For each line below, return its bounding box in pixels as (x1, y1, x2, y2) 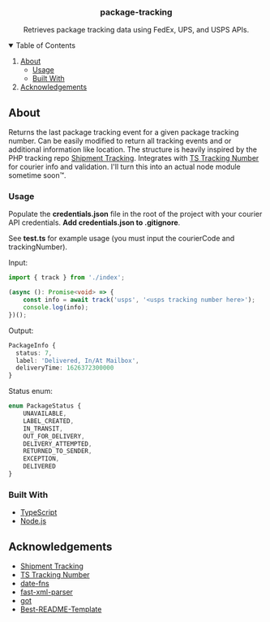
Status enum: (8, 387, 53, 396)
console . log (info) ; (23, 304, 89, 312)
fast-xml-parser (19, 587, 73, 597)
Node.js (19, 516, 47, 526)
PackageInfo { (8, 341, 57, 349)
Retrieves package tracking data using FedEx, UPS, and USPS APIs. (23, 25, 250, 35)
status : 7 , (15, 348, 53, 357)
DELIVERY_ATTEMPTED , (23, 439, 92, 448)
